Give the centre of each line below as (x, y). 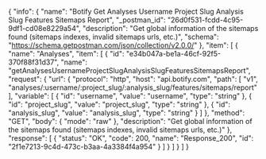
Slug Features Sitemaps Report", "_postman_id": (87, 20)
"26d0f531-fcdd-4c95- (205, 20)
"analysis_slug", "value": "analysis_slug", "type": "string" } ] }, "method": (127, 113)
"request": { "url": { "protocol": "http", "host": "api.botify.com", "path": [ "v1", (133, 79)
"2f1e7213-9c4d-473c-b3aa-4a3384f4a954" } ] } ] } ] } (98, 147)
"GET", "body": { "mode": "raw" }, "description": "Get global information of (130, 121)
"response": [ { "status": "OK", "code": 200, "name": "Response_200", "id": (131, 138)
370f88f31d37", (34, 62)
